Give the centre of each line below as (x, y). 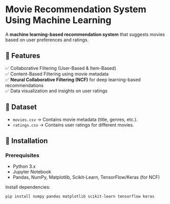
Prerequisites (22, 155)
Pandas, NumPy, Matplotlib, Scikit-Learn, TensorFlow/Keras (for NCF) (86, 177)
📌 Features (23, 56)
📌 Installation (27, 141)
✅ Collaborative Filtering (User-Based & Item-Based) (61, 68)
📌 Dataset (21, 107)
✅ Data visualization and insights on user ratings (56, 91)
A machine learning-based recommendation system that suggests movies (85, 34)
